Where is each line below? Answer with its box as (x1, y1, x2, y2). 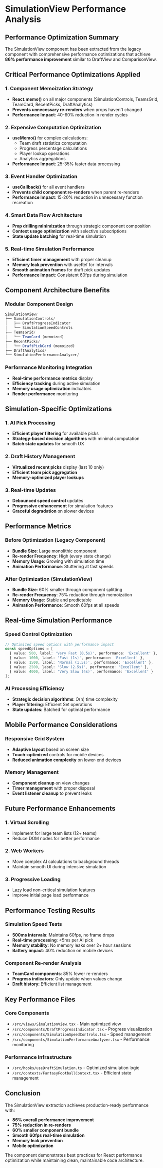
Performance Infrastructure (5, 1053, 72, 1060)
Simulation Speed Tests (5, 921, 62, 928)
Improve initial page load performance (12, 892, 89, 898)
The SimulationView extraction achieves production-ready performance (5, 1102, 149, 1108)
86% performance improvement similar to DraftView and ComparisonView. (5, 57, 157, 62)
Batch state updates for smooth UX (12, 441, 84, 447)
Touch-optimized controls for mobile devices (12, 751, 104, 757)
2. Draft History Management (5, 453, 75, 460)
